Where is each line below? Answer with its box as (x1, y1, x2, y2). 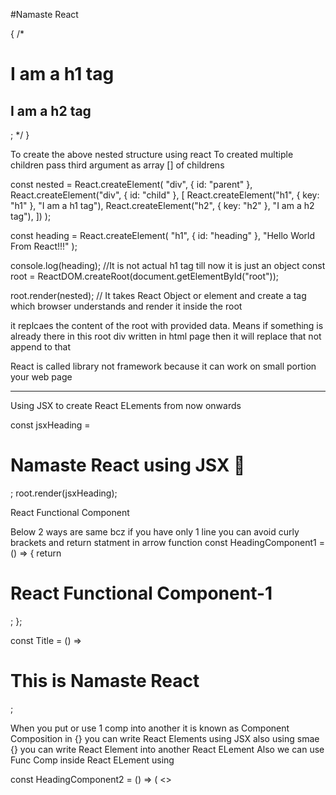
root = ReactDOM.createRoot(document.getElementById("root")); (10, 270, 280, 282)
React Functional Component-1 (10, 582, 273, 605)
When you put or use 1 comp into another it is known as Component (10, 722, 290, 734)
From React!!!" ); (10, 240, 78, 252)
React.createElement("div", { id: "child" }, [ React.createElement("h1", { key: (10, 189, 320, 201)
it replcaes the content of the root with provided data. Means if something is (10, 320, 324, 331)
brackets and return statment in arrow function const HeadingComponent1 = (10, 536, 325, 548)
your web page (10, 371, 73, 383)
